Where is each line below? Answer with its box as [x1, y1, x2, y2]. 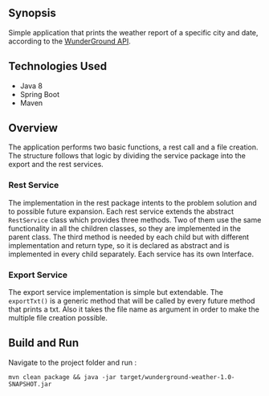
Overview [8, 121, 59, 135]
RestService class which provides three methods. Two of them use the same [8, 214, 262, 224]
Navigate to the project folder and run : [8, 357, 137, 367]
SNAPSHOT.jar [8, 380, 52, 388]
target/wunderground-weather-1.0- [119, 373, 235, 381]
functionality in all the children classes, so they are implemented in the [8, 223, 241, 233]
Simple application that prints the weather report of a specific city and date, [8, 27, 259, 37]
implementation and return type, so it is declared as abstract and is [8, 240, 230, 250]
